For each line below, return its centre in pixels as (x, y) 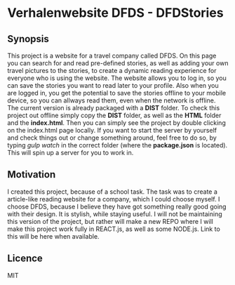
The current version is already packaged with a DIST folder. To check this (114, 108)
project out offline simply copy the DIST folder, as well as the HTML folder (114, 115)
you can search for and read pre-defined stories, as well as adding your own (118, 63)
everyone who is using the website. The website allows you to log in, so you (117, 78)
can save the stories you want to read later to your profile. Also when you (113, 85)
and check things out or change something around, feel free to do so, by (112, 138)
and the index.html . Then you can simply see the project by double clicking (116, 123)
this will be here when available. (53, 236)
